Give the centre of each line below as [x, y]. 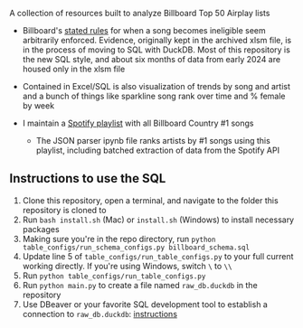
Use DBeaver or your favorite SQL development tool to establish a [145, 304]
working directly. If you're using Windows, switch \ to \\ [127, 266]
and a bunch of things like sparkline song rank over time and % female [154, 96]
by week [38, 106]
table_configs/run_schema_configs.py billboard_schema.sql [136, 248]
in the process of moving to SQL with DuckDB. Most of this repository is [156, 50]
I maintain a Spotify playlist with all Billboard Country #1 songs [138, 123]
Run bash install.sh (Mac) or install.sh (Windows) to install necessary [158, 220]
